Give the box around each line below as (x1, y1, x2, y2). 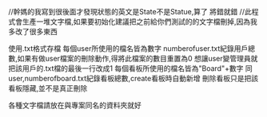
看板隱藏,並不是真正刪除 (8, 84, 88, 93)
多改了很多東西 (8, 27, 58, 36)
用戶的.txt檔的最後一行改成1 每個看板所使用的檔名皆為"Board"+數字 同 (22, 64, 253, 73)
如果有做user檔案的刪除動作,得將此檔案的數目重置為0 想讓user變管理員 (17, 54, 252, 63)
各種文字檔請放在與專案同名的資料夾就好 (8, 100, 141, 110)
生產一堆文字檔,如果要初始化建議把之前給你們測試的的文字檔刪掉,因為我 (22, 17, 258, 26)
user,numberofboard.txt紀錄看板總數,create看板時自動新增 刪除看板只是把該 (8, 74, 258, 83)
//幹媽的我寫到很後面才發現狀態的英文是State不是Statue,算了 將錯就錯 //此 (8, 7, 252, 16)
